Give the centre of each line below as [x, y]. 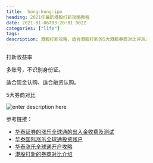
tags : [13, 34]
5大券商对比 [21, 95]
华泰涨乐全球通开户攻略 [43, 147]
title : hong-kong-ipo [34, 12]
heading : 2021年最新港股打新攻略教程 [48, 17]
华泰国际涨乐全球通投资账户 [49, 139]
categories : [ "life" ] [33, 28]
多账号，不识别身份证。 [35, 70]
